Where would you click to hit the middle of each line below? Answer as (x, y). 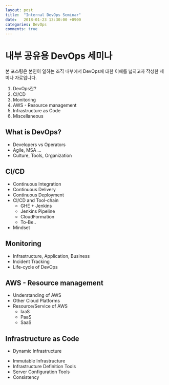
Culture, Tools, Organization (42, 155)
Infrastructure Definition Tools (44, 367)
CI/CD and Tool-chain (36, 200)
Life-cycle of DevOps (35, 267)
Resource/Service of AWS (40, 306)
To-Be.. (28, 222)
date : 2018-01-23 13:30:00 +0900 (43, 19)
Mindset (21, 227)
